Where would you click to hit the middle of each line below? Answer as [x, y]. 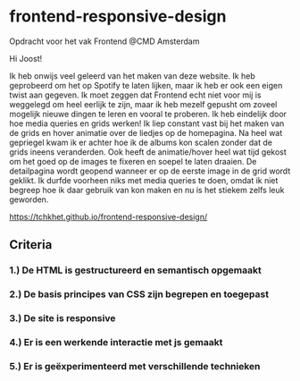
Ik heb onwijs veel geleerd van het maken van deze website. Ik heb [133, 76]
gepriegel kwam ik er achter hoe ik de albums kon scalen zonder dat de [141, 142]
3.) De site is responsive [62, 318]
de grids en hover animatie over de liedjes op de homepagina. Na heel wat [146, 132]
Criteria [31, 245]
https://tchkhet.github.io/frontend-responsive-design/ [108, 216]
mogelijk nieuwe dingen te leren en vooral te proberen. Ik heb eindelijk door [148, 114]
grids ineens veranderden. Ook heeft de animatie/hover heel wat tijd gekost [148, 152]
